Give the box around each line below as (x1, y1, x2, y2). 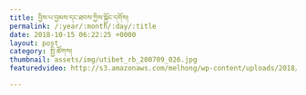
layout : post (9, 38, 59, 48)
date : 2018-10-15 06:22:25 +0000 (9, 30, 137, 39)
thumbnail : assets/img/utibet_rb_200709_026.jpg (9, 55, 198, 64)
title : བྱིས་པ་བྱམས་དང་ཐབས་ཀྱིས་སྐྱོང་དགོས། (9, 13, 129, 23)
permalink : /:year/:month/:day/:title (9, 22, 157, 31)
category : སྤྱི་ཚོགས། (9, 47, 73, 56)
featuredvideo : (9, 64, 67, 73)
